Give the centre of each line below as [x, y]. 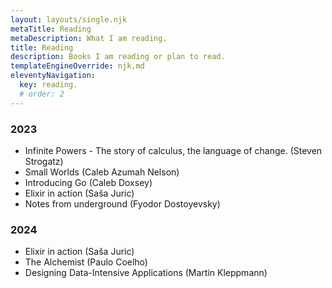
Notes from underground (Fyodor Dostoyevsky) [122, 203]
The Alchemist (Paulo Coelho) [86, 262]
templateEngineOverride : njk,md [77, 66]
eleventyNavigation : [53, 76]
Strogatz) [44, 161]
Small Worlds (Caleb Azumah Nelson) [102, 172]
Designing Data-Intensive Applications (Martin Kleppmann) [146, 273]
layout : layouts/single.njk [69, 19]
